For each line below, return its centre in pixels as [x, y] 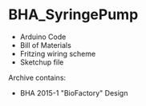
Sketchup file [42, 62]
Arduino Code [43, 37]
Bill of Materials [46, 45]
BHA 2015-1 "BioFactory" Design [74, 92]
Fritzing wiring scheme [58, 53]
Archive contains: [37, 77]
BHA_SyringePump [73, 15]
